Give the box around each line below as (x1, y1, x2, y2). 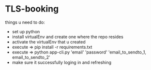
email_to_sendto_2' (12, 54, 51, 60)
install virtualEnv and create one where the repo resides (12, 34, 123, 40)
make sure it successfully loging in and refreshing (12, 59, 112, 65)
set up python (12, 28, 40, 34)
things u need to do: (5, 19, 45, 25)
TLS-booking (5, 3, 59, 14)
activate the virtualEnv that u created (12, 39, 86, 44)
